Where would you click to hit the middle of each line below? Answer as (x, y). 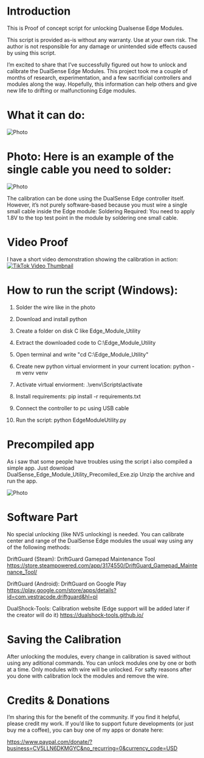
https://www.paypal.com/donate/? (50, 742)
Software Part (42, 517)
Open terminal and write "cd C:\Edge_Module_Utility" (82, 354)
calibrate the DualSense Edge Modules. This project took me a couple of (97, 71)
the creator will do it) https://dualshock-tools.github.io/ (75, 615)
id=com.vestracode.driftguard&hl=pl (52, 597)
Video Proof (38, 243)
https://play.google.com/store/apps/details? (62, 590)
